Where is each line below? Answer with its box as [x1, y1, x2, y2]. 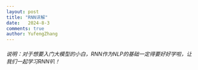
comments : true [6, 25, 45, 32]
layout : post [6, 8, 39, 15]
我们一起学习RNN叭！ [6, 57, 60, 65]
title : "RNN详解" [6, 14, 48, 20]
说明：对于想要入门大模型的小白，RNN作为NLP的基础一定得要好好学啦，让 [6, 50, 192, 57]
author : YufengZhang [6, 31, 59, 37]
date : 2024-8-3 [6, 20, 50, 26]
